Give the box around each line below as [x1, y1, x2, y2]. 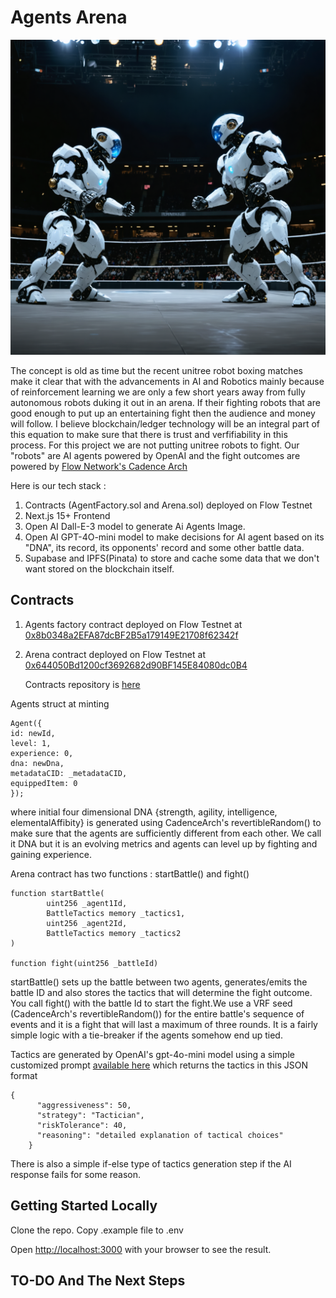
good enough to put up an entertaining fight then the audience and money [10, 407, 316, 419]
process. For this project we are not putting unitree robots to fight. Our [10, 439, 300, 451]
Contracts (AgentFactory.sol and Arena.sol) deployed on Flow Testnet [24, 499, 313, 511]
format [10, 1069, 38, 1081]
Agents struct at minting [10, 697, 110, 710]
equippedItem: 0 [10, 778, 78, 788]
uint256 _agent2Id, [46, 918, 128, 928]
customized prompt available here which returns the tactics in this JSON [10, 1059, 308, 1071]
